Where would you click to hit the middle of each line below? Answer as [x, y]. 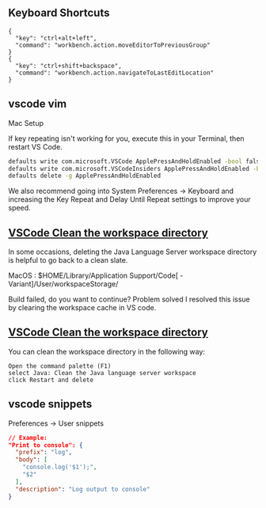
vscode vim [38, 104]
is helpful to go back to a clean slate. [68, 260]
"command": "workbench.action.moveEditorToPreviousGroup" [113, 45]
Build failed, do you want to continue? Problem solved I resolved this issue [129, 299]
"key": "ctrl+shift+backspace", [69, 66]
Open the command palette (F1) [60, 366]
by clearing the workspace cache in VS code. [82, 308]
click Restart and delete [51, 380]
